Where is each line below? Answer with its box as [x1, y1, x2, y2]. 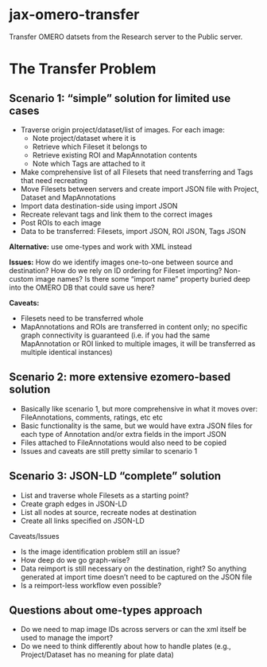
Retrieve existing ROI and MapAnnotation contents [32, 150, 198, 160]
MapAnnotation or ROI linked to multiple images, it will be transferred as [20, 338, 256, 348]
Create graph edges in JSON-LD [20, 499, 128, 509]
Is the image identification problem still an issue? [20, 547, 180, 556]
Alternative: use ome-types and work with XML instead [9, 241, 192, 252]
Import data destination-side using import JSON [20, 201, 178, 210]
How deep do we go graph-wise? [20, 555, 130, 564]
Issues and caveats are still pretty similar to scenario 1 [20, 446, 198, 455]
